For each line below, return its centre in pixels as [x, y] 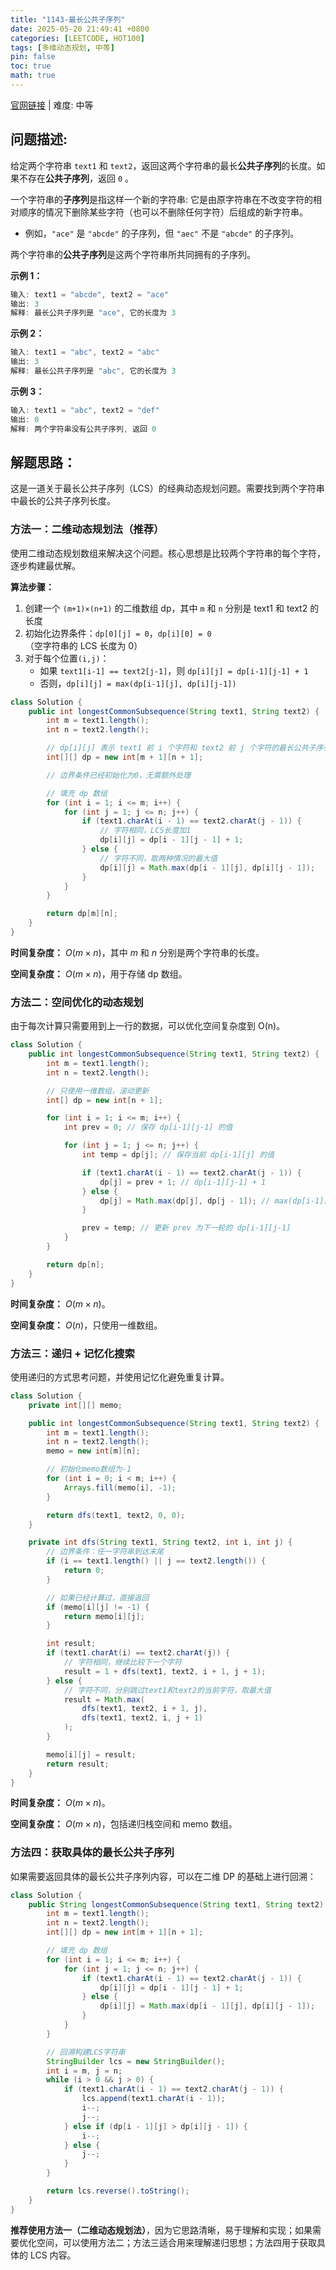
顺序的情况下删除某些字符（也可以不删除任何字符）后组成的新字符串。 [163, 212]
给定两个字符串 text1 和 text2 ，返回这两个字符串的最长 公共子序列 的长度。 [163, 165]
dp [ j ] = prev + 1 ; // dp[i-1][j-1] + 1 [183, 1182]
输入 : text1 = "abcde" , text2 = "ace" [89, 294]
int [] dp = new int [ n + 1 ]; [104, 1100]
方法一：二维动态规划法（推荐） [87, 529]
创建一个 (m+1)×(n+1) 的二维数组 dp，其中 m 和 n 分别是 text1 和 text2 [166, 608]
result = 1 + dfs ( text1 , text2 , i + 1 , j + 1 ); [165, 1671]
